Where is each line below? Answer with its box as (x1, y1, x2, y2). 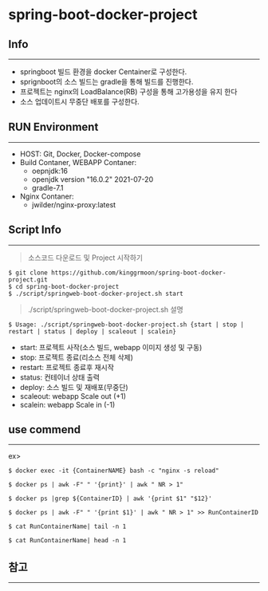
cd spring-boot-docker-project (15, 282, 120, 290)
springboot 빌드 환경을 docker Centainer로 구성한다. (19, 67, 187, 77)
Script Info (8, 223, 62, 237)
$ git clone (8, 269, 48, 277)
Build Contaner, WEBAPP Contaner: (19, 157, 137, 167)
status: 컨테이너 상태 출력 (19, 372, 100, 382)
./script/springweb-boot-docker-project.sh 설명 (27, 305, 183, 314)
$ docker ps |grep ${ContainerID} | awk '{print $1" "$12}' (8, 494, 213, 503)
